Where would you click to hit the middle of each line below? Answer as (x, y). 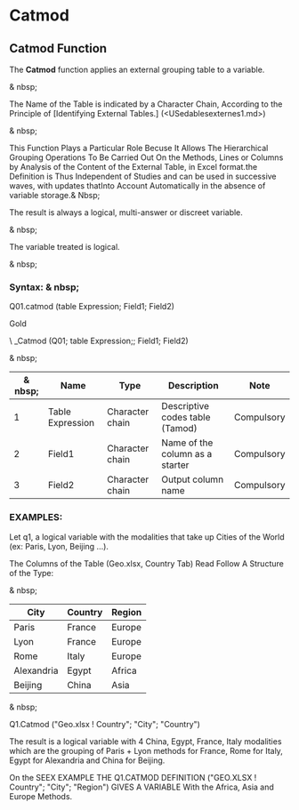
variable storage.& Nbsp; (55, 195)
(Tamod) (179, 429)
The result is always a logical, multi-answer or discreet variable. (126, 213)
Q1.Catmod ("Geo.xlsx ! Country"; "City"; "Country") (105, 724)
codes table (186, 417)
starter (175, 465)
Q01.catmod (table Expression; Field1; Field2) (92, 307)
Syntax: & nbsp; (44, 287)
